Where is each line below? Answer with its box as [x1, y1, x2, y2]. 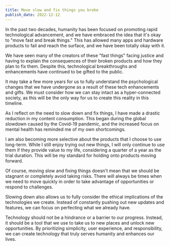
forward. [5, 157, 23, 163]
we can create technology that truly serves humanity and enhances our [5, 230, 155, 237]
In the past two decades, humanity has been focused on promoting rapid [5, 26, 158, 32]
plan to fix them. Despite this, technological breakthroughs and [5, 63, 137, 69]
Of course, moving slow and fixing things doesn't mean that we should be [5, 168, 160, 174]
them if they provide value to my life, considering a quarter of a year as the [5, 147, 161, 153]
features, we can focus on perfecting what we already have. [5, 204, 131, 210]
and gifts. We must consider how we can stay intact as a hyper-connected [5, 89, 161, 95]
